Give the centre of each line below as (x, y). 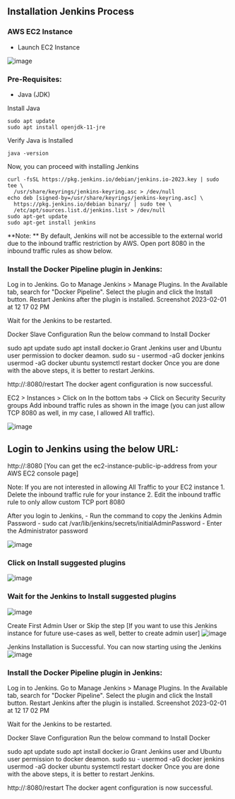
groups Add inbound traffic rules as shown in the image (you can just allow (116, 406)
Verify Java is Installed (40, 140)
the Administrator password (48, 531)
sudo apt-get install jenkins (52, 223)
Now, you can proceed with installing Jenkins (73, 166)
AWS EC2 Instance (40, 32)
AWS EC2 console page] (43, 473)
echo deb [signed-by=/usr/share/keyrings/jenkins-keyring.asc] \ (105, 198)
